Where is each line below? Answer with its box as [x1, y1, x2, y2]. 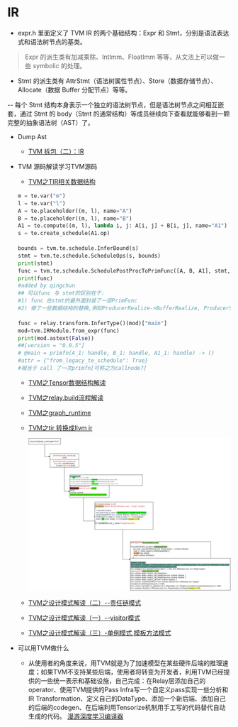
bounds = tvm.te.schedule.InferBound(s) [17, 245, 139, 252]
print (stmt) [17, 260, 53, 267]
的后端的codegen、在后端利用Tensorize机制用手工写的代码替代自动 [28, 704, 226, 712]
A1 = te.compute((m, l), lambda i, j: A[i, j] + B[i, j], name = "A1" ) [17, 222, 228, 229]
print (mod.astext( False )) [17, 334, 94, 341]
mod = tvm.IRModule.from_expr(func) [17, 327, 120, 334]
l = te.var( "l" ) [17, 199, 66, 207]
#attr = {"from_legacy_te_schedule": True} [17, 357, 149, 364]
